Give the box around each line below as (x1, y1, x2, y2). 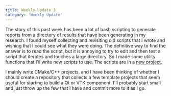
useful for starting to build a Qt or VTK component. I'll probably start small (5, 80, 161, 86)
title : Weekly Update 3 (5, 7, 56, 13)
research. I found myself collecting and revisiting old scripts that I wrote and (5, 37, 165, 43)
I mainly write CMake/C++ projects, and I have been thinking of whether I (5, 68, 159, 75)
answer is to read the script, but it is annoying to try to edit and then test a (5, 48, 161, 54)
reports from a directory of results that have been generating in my (5, 32, 146, 38)
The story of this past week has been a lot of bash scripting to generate (5, 26, 156, 32)
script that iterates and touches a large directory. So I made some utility (5, 53, 156, 59)
